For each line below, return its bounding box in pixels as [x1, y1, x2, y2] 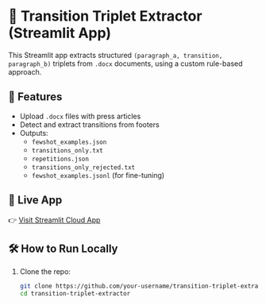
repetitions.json [31, 155, 90, 163]
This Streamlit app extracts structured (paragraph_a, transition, [8, 50, 223, 60]
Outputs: [19, 128, 49, 137]
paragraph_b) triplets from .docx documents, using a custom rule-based [8, 59, 244, 68]
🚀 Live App [8, 194, 63, 207]
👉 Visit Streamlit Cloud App [8, 214, 101, 225]
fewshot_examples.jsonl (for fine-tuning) [31, 170, 165, 180]
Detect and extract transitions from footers [19, 119, 160, 129]
